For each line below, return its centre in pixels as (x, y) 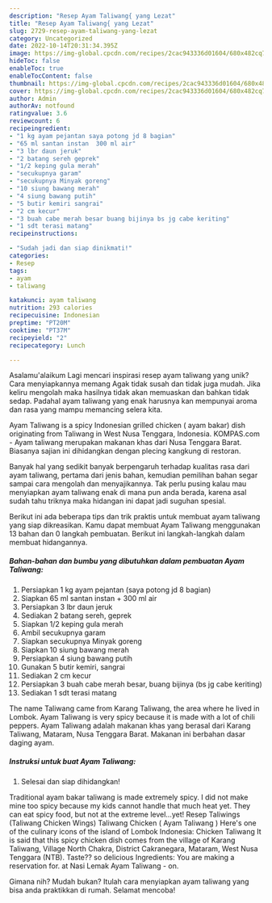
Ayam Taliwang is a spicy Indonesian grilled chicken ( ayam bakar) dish (127, 426)
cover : (20, 91)
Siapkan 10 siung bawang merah (75, 650)
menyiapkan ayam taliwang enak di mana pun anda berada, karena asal (128, 493)
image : (20, 53)
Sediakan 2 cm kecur (56, 676)
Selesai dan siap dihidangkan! (70, 782)
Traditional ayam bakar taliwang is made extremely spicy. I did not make (129, 797)
